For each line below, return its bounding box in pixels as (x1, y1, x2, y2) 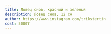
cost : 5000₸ (5, 21, 30, 26)
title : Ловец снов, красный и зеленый (5, 7, 86, 12)
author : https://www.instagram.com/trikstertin (5, 16, 106, 21)
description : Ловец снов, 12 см (5, 12, 72, 17)
